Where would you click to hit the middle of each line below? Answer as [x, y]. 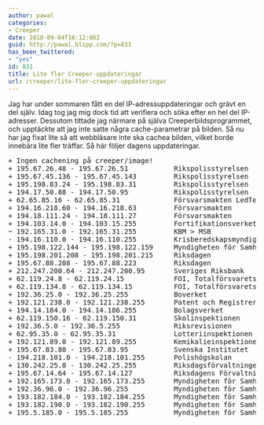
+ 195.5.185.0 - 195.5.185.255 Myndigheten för [122, 412]
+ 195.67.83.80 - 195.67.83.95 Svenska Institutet [128, 349]
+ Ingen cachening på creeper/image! [81, 161]
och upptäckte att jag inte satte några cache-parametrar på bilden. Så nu [126, 129]
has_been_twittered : [42, 52]
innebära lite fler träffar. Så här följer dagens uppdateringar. [104, 146]
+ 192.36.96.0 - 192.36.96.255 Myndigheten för [122, 389]
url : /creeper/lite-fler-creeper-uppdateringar [88, 81]
